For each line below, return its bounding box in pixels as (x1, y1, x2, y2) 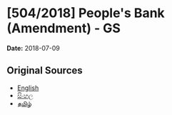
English (16, 84, 39, 92)
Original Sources (6, 64, 83, 76)
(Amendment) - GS (6, 20, 121, 36)
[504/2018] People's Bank (6, 5, 165, 21)
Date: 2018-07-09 (6, 44, 60, 52)
